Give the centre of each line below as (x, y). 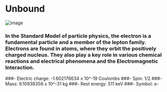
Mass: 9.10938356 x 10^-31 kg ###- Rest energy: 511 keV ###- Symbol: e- (82, 84)
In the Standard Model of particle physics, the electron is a (78, 36)
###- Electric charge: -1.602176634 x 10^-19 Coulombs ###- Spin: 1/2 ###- (84, 78)
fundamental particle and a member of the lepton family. (76, 42)
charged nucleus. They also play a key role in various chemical (83, 55)
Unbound (25, 9)
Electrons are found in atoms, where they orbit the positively (81, 49)
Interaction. (20, 67)
